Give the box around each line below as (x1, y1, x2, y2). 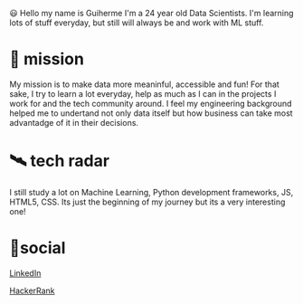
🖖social (9, 238, 66, 259)
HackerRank (9, 285, 56, 296)
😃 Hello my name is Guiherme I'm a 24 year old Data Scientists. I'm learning (9, 8, 294, 18)
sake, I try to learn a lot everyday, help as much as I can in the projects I (9, 88, 277, 99)
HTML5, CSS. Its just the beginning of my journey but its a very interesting (9, 196, 286, 207)
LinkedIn (9, 267, 42, 279)
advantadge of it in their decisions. (9, 117, 138, 128)
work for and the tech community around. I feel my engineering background (9, 98, 292, 109)
